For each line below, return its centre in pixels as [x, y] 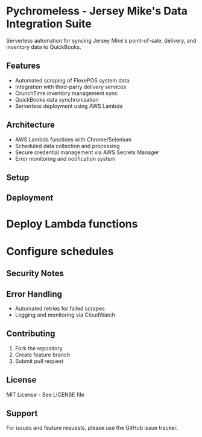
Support [22, 413]
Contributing [31, 334]
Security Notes [35, 274]
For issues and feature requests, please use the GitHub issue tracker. [92, 428]
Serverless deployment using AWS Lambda [69, 106]
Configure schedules [60, 251]
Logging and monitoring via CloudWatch [65, 315]
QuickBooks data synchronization [57, 99]
